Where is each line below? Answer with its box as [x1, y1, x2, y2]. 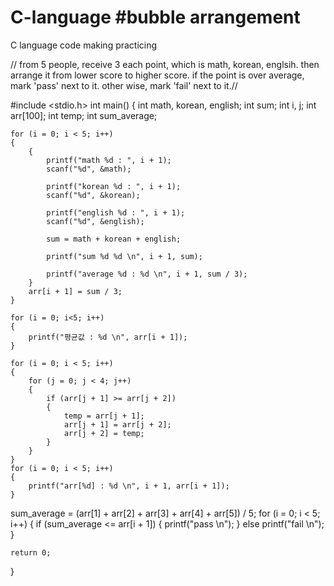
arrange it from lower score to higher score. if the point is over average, [10, 69, 305, 81]
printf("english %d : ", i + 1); [46, 207, 186, 218]
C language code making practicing [10, 39, 158, 51]
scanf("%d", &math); [46, 164, 132, 174]
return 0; [10, 547, 52, 558]
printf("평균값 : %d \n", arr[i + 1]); [28, 332, 188, 342]
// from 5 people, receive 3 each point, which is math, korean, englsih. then [10, 58, 320, 70]
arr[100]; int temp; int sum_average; [10, 109, 158, 121]
